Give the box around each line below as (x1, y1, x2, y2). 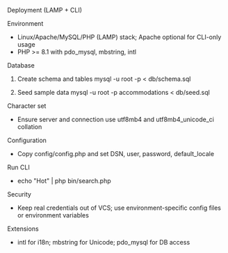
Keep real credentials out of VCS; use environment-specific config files (17, 204, 221, 212)
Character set (7, 102, 47, 110)
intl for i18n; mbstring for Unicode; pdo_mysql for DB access (17, 238, 190, 246)
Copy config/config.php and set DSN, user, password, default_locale (17, 150, 214, 158)
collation (17, 123, 42, 131)
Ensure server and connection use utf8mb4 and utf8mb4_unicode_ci (17, 115, 214, 123)
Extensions (7, 224, 40, 233)
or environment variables (17, 211, 89, 219)
